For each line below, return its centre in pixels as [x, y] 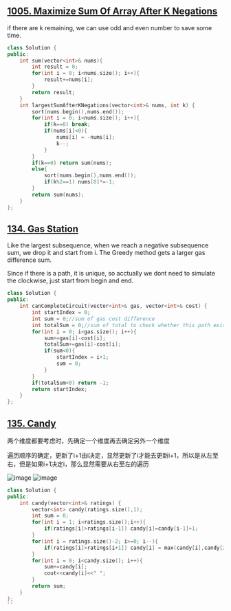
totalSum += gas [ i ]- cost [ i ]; [82, 344]
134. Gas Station [43, 229]
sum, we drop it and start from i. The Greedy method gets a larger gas [106, 253]
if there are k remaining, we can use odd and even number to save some [110, 27]
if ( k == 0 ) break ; [67, 124]
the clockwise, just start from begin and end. [70, 280]
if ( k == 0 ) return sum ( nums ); [72, 163]
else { [40, 169]
